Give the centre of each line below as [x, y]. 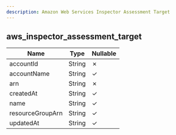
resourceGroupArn [36, 113]
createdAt [23, 94]
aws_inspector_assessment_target [74, 37]
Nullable [104, 54]
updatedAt [24, 123]
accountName [30, 74]
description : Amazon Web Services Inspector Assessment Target [88, 12]
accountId [24, 64]
